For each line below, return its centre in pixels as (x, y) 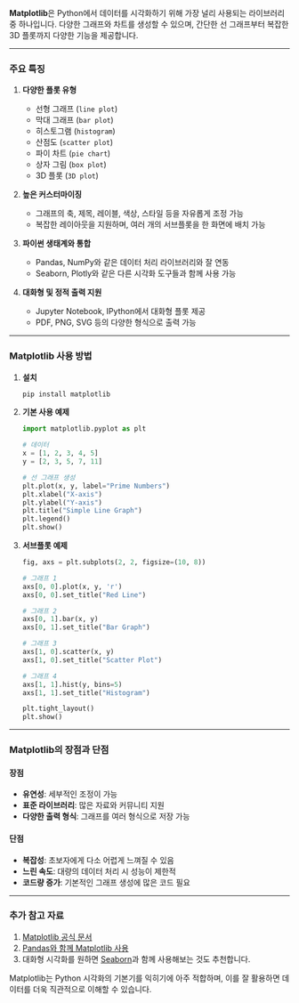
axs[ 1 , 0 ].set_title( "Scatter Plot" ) (92, 660)
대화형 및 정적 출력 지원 (62, 293)
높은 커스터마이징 (52, 195)
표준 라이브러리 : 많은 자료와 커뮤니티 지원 (93, 805)
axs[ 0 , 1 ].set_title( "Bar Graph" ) (86, 627)
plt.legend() (46, 519)
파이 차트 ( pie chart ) (73, 153)
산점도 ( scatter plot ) (74, 142)
